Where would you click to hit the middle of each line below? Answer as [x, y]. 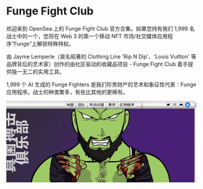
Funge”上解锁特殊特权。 [44, 43]
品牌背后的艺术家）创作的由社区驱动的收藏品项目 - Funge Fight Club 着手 [97, 64]
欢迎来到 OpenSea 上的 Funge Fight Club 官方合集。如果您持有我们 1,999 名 [101, 28]
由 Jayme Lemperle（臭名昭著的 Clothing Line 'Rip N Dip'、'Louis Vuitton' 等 [101, 56]
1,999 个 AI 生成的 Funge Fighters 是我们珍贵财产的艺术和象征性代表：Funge [101, 84]
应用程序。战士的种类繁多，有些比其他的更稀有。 [67, 92]
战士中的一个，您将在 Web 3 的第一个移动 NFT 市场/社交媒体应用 [87, 36]
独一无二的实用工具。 [38, 71]
